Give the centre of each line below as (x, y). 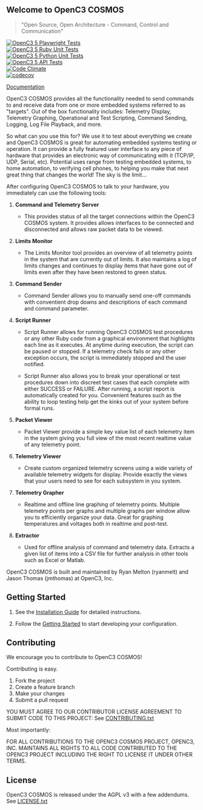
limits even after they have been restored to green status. (95, 272)
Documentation (25, 87)
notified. (35, 364)
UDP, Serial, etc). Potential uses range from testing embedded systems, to (99, 162)
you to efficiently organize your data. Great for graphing (94, 517)
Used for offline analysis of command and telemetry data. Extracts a (109, 547)
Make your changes (40, 694)
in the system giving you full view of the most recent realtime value (108, 438)
